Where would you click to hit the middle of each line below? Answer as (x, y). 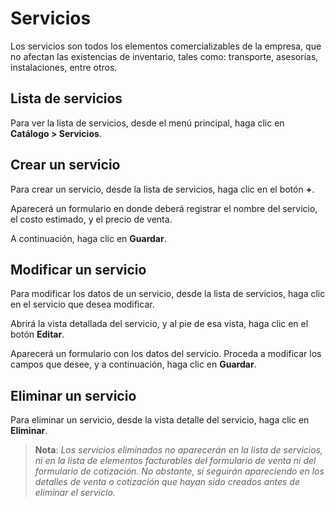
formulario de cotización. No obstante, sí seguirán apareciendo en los (179, 471)
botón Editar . (37, 334)
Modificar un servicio (78, 269)
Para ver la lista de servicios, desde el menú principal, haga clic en (147, 123)
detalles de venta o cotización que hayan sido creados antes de (167, 482)
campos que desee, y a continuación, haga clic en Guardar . (133, 364)
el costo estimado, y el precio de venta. (91, 219)
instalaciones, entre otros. (64, 67)
